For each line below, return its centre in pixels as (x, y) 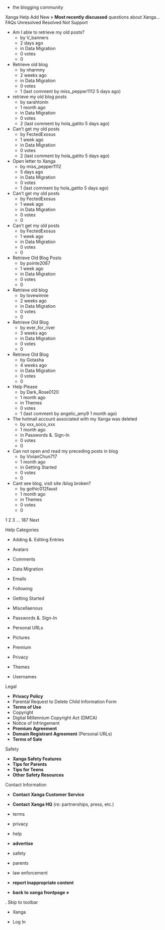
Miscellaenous (27, 608)
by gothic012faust (39, 489)
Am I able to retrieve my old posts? (48, 32)
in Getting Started (38, 467)
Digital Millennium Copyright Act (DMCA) (55, 718)
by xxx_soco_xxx (37, 424)
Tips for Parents (30, 764)
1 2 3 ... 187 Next (22, 520)
